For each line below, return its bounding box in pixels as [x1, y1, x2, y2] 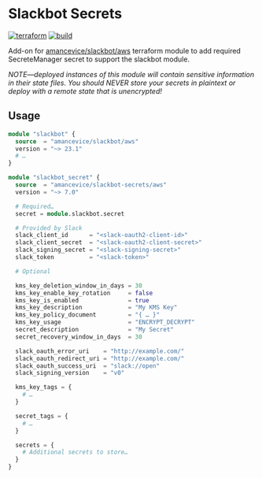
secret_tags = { [15, 412, 68, 420]
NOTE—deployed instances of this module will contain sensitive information [8, 69, 254, 79]
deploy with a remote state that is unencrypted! [8, 86, 163, 95]
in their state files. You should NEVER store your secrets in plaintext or [8, 78, 236, 87]
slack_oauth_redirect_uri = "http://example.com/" [15, 354, 185, 362]
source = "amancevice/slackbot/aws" [15, 137, 139, 146]
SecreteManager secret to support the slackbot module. [8, 54, 190, 64]
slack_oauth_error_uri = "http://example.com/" [15, 347, 185, 355]
